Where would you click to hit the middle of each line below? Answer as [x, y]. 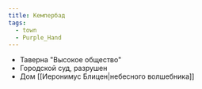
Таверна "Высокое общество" [71, 60]
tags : [17, 23]
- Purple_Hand [38, 37]
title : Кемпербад [37, 15]
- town [26, 30]
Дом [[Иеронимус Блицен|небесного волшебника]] [107, 76]
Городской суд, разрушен [63, 69]
